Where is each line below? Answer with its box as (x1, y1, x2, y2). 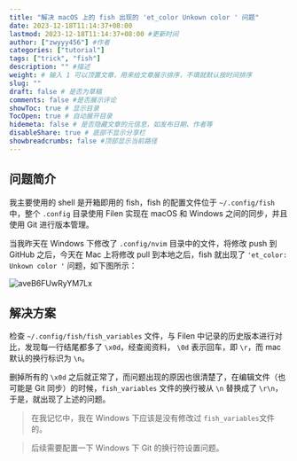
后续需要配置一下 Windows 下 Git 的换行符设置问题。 (30, 442, 224, 453)
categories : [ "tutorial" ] (9, 46, 105, 55)
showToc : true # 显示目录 (9, 104, 100, 113)
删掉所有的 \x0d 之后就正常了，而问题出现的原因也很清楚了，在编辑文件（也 (9, 371, 286, 382)
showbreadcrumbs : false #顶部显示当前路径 (9, 137, 158, 145)
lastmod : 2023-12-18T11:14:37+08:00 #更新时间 (9, 29, 179, 38)
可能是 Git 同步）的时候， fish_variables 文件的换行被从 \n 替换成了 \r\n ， (9, 383, 284, 394)
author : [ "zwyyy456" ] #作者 (9, 37, 111, 47)
